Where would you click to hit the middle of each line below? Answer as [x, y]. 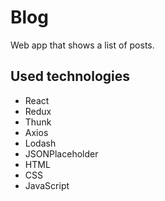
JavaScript [47, 185]
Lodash [40, 143]
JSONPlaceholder [61, 153]
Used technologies [70, 76]
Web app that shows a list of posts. [82, 45]
